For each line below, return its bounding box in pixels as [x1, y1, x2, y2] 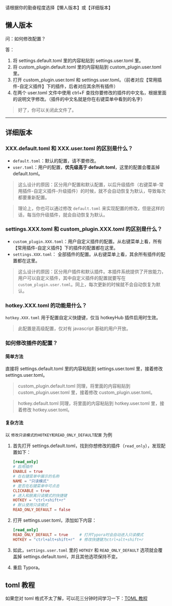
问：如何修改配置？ [5, 35, 46, 42]
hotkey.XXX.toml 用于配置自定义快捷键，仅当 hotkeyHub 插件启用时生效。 [5, 315, 161, 321]
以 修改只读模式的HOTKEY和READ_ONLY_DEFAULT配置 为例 [5, 432, 113, 438]
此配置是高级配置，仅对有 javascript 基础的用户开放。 [17, 325, 131, 332]
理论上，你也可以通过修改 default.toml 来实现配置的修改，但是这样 [17, 205, 160, 211]
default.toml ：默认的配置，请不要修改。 [12, 157, 99, 163]
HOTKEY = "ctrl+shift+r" [12, 498, 66, 503]
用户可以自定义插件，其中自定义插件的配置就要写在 [17, 274, 126, 281]
